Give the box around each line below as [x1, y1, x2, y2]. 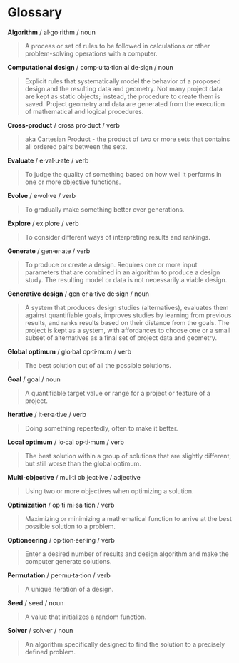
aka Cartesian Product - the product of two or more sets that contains [24, 135, 230, 143]
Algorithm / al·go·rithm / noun [7, 28, 96, 36]
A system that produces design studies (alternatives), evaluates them [24, 303, 229, 312]
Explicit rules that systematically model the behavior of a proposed [24, 76, 221, 86]
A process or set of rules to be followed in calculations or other [24, 41, 210, 50]
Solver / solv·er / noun [7, 626, 73, 634]
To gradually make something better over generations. [24, 205, 185, 214]
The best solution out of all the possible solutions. [24, 361, 171, 369]
